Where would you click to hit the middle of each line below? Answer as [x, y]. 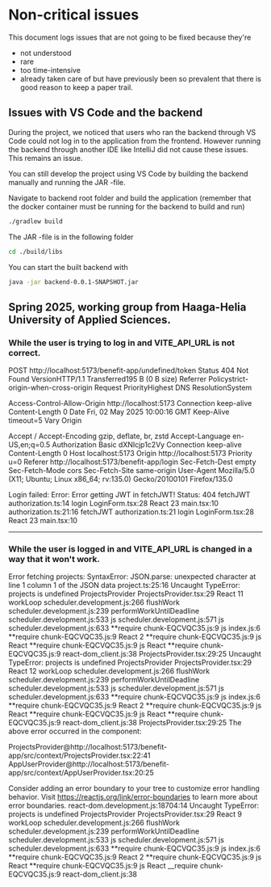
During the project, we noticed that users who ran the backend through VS [132, 132]
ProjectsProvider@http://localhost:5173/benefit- [88, 747]
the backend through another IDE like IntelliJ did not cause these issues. [128, 149]
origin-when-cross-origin [50, 388]
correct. [25, 353]
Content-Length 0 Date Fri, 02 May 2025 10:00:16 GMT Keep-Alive [119, 412]
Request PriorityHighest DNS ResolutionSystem [173, 388]
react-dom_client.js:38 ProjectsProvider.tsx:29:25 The [152, 723]
